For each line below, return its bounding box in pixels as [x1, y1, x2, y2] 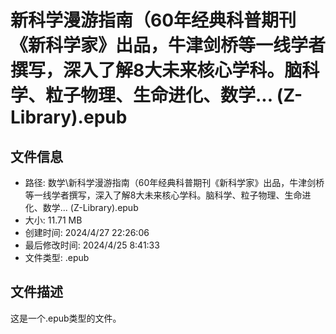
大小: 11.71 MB [24, 214, 83, 226]
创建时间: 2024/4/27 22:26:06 [24, 227, 150, 238]
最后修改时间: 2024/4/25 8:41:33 [24, 239, 160, 251]
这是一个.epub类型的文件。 [10, 312, 122, 324]
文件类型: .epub [24, 252, 90, 263]
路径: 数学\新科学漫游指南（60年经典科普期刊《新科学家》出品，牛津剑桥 [24, 177, 325, 188]
